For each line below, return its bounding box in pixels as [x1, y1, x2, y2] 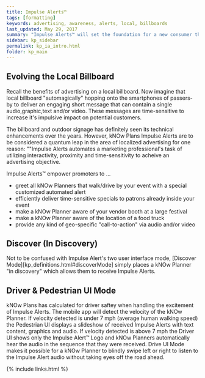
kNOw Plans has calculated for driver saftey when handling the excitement [6, 302, 194, 309]
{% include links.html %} [6, 365, 68, 373]
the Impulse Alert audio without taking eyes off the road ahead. [6, 354, 165, 361]
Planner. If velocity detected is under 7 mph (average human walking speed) [6, 314, 198, 322]
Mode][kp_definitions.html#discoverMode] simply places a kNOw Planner [6, 261, 192, 269]
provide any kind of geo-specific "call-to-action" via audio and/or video [15, 221, 196, 228]
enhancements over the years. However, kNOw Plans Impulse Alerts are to [6, 132, 193, 139]
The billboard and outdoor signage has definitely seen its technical [6, 125, 174, 133]
